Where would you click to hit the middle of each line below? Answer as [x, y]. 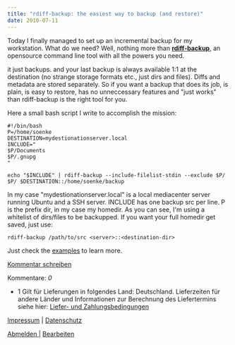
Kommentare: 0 [30, 278]
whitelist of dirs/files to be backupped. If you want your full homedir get [112, 217]
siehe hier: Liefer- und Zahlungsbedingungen [83, 306]
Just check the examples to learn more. [65, 250]
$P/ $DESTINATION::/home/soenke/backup [66, 181]
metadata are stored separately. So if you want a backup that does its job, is [118, 84]
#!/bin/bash [25, 126]
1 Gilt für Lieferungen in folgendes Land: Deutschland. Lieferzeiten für [119, 291]
